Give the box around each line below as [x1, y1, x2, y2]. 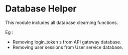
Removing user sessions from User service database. [12, 44, 123, 50]
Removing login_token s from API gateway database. [12, 38, 121, 45]
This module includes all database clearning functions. [5, 19, 118, 25]
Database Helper [5, 3, 77, 14]
